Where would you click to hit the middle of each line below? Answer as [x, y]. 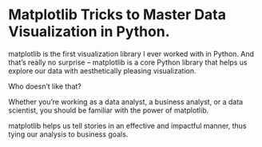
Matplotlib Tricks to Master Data [117, 15]
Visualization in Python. [89, 32]
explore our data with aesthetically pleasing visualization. [102, 70]
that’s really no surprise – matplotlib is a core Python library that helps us [128, 62]
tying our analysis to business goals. [68, 134]
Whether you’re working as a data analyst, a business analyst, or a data [126, 101]
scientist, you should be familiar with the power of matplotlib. [109, 110]
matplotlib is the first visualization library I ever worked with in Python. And [131, 54]
